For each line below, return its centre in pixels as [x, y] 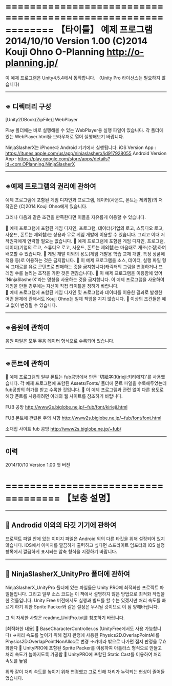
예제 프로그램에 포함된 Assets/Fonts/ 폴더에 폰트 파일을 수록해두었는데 [96, 383]
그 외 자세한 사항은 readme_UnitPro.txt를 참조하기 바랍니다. [65, 618]
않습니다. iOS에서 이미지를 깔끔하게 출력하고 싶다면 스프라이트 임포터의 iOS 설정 [85, 545]
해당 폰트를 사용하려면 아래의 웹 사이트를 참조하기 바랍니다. [64, 396]
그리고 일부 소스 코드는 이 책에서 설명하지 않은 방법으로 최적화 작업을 [97, 594]
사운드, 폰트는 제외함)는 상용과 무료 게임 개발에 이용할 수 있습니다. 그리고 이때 [82, 234]
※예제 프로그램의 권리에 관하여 [51, 186]
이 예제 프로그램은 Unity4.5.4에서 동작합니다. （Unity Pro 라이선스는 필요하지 [83, 78]
